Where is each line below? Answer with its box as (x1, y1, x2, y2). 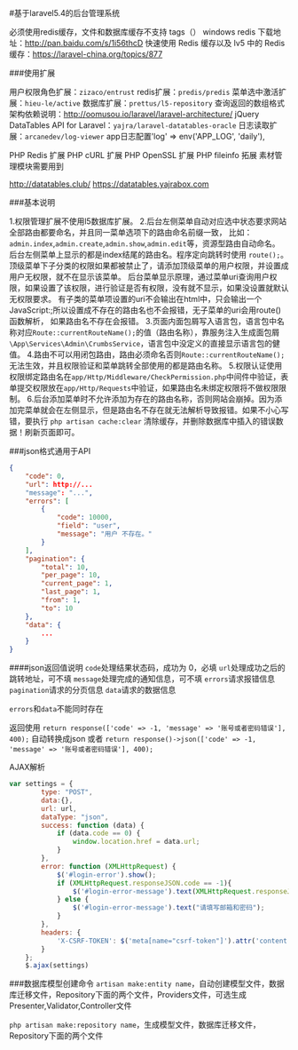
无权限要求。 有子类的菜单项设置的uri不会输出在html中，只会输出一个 (9, 294, 263, 304)
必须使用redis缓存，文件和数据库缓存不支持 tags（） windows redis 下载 (9, 27, 274, 37)
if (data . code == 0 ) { (56, 829, 141, 838)
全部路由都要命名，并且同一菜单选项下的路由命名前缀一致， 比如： (9, 227, 253, 237)
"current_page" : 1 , (41, 579, 114, 588)
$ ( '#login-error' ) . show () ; (56, 870, 157, 879)
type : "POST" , (41, 788, 93, 797)
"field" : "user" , (56, 521, 122, 530)
